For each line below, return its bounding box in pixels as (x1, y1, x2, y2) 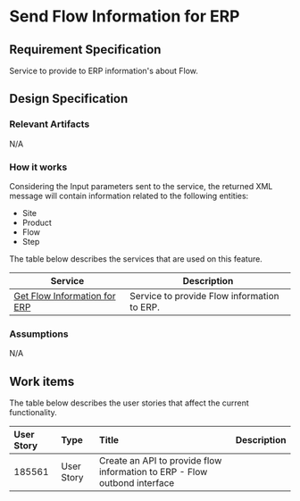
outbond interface (98, 477, 175, 489)
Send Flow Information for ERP (9, 6, 240, 27)
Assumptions (9, 328, 69, 340)
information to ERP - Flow (98, 466, 208, 479)
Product (21, 217, 52, 228)
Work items (9, 373, 75, 389)
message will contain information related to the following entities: (9, 190, 249, 201)
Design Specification (9, 91, 129, 106)
